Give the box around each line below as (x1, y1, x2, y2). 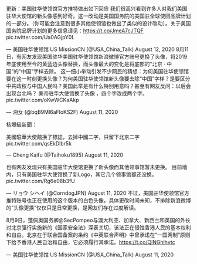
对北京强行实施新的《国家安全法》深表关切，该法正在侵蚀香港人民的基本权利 (6, 224, 191, 231)
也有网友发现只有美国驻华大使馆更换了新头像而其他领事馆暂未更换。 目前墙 (6, 164, 188, 170)
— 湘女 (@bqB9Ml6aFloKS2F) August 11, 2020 (6, 109, 118, 116)
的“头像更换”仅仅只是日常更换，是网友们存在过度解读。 (6, 204, 140, 211)
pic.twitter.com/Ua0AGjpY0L (6, 34, 75, 40)
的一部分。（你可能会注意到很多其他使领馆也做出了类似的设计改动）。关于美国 (6, 20, 191, 26)
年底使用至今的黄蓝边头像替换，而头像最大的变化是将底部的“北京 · (6, 60, 166, 67)
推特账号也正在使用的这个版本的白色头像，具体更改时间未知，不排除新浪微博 (6, 197, 191, 204)
